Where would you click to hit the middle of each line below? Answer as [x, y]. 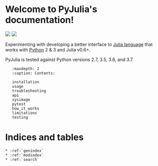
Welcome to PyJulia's [51, 9]
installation [25, 82]
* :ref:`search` [22, 159]
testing [20, 117]
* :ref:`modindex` [24, 155]
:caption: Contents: [34, 73]
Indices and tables [45, 137]
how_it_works [25, 108]
